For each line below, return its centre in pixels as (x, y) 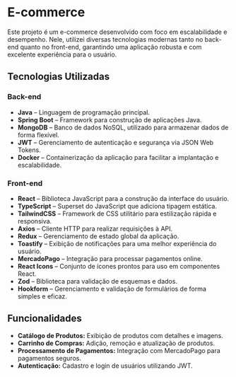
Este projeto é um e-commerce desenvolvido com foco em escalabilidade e (117, 32)
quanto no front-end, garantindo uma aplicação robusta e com (111, 47)
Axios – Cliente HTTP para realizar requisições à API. (95, 228)
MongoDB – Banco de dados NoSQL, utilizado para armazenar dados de (123, 127)
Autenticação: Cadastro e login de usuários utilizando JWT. (105, 366)
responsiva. (35, 221)
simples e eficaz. (42, 296)
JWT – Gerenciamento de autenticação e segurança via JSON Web (116, 142)
